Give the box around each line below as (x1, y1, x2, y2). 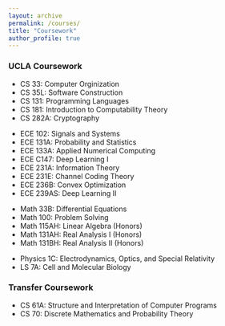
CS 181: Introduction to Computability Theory (19, 104, 168, 114)
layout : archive (8, 11, 62, 20)
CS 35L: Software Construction (19, 88, 123, 97)
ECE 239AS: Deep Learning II (19, 188, 117, 198)
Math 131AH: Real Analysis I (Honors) (19, 230, 143, 239)
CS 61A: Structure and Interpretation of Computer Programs (19, 300, 218, 310)
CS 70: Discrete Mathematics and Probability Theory (19, 308, 194, 318)
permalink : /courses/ (8, 19, 81, 27)
